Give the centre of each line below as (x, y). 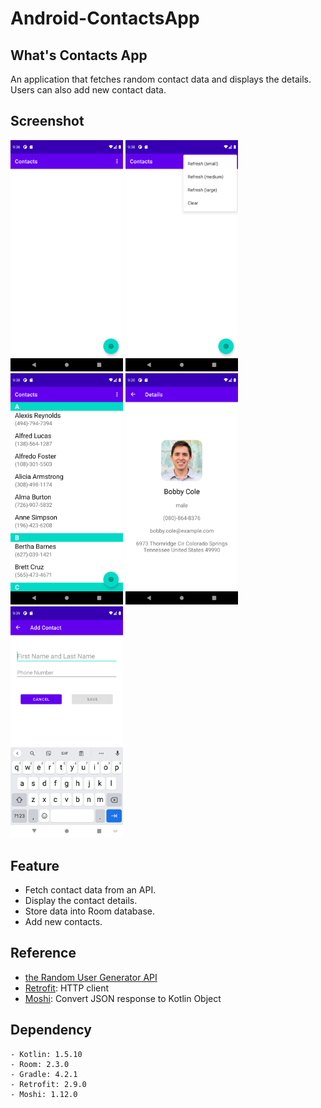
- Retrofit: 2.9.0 (48, 1084)
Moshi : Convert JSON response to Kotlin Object (123, 998)
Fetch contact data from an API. (90, 889)
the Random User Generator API (91, 977)
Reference (43, 953)
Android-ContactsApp (105, 18)
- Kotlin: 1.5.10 (46, 1054)
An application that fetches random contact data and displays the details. (161, 79)
